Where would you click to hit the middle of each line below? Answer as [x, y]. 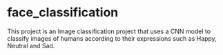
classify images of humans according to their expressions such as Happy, [112, 38]
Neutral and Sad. [31, 45]
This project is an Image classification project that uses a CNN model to [109, 31]
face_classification [63, 13]
